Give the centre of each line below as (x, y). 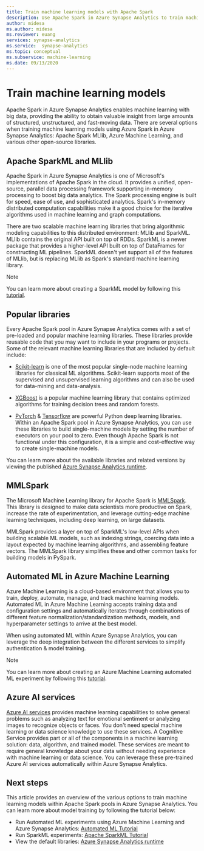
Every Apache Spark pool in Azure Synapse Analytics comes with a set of (98, 329)
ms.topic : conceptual (34, 52)
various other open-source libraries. (51, 142)
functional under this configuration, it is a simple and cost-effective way (105, 442)
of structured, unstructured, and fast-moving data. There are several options (102, 123)
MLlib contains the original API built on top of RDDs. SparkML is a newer (97, 239)
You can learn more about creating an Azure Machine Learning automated (99, 672)
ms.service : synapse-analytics (47, 46)
